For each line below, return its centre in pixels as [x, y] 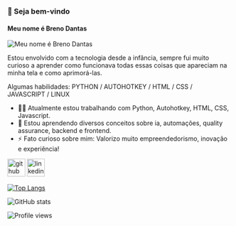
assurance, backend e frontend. [64, 131]
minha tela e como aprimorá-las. [55, 73]
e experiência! [38, 149]
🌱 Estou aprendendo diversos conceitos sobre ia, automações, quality [120, 123]
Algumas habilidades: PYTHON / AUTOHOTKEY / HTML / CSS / [100, 87]
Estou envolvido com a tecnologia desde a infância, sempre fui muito [108, 58]
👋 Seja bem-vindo [39, 11]
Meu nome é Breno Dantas [47, 28]
